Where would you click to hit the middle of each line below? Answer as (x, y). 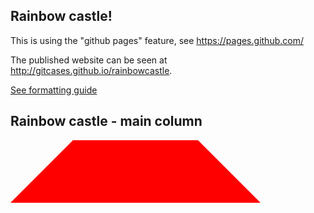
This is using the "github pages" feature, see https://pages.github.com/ (157, 40)
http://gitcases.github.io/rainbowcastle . (91, 70)
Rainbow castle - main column (106, 121)
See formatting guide (54, 90)
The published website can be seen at (89, 60)
